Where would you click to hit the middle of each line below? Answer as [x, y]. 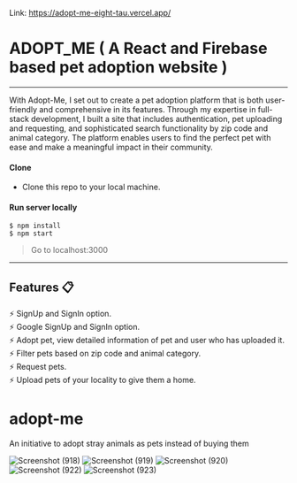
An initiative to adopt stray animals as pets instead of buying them [129, 444]
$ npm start [31, 234]
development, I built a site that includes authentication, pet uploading [156, 119]
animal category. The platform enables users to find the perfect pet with [140, 137]
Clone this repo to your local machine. [91, 187]
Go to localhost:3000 [69, 250]
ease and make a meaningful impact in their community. [111, 147]
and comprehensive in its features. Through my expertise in [148, 109]
